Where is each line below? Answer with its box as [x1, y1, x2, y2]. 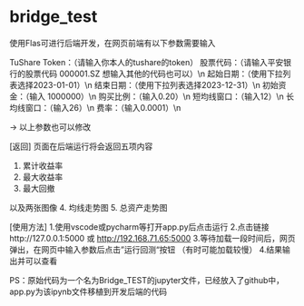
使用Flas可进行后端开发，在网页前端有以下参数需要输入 [9, 37, 216, 48]
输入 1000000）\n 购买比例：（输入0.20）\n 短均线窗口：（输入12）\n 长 [28, 91, 295, 102]
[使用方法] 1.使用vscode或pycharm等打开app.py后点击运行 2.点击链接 [9, 221, 270, 232]
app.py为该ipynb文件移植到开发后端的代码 [9, 286, 168, 297]
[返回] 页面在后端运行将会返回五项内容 [9, 141, 153, 152]
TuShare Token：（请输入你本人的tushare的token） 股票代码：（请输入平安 [9, 56, 284, 67]
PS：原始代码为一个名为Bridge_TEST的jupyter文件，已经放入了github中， [9, 274, 284, 285]
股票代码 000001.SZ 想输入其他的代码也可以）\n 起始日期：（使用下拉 [25, 68, 283, 79]
